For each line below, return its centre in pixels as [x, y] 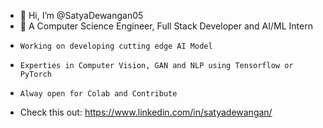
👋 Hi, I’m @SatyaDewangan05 [81, 15]
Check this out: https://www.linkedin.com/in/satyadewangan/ [146, 112]
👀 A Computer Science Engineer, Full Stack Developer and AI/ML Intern [166, 26]
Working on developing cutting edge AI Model [116, 46]
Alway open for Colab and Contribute [98, 94]
